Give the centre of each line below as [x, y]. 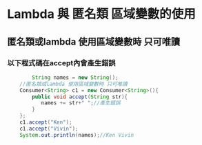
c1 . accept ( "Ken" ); [46, 122]
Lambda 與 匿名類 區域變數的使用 [102, 14]
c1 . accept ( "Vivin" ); [49, 129]
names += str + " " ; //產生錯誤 [81, 103]
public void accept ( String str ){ [80, 97]
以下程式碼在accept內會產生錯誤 [61, 63]
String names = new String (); [75, 77]
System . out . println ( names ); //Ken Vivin [77, 135]
